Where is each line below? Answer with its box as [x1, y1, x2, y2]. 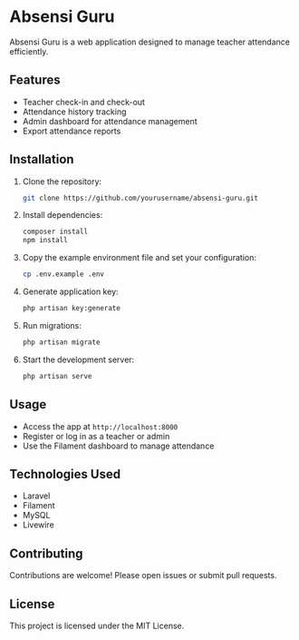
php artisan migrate [22, 338, 101, 347]
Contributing [9, 546, 83, 561]
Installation [9, 152, 74, 167]
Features [9, 73, 61, 88]
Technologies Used [9, 466, 121, 482]
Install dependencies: [22, 210, 103, 221]
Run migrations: [22, 320, 82, 330]
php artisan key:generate [22, 304, 121, 313]
